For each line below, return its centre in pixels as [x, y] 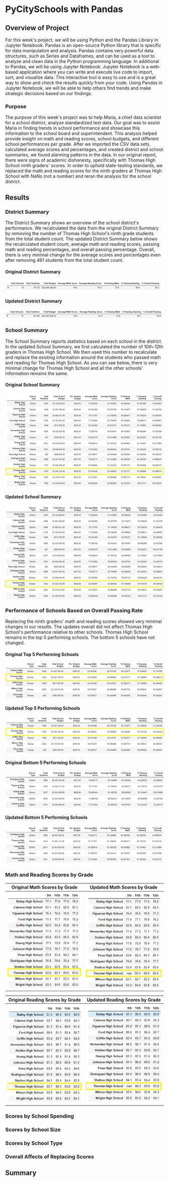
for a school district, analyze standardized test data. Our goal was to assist [82, 123]
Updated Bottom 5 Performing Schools [47, 818]
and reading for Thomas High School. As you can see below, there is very [81, 362]
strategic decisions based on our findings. [49, 93]
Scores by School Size [33, 1130]
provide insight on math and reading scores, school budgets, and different [82, 139]
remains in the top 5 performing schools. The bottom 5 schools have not [80, 637]
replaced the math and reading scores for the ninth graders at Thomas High [83, 171]
